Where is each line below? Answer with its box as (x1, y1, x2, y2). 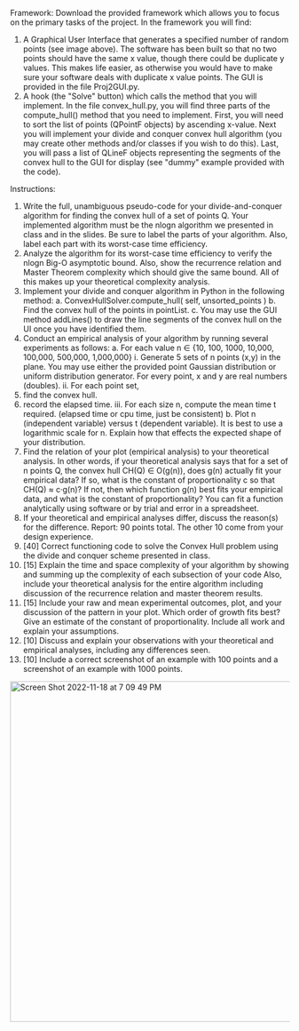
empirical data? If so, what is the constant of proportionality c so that (22, 475, 275, 485)
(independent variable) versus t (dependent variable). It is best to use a (22, 418, 283, 428)
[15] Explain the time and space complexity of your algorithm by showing (22, 560, 289, 570)
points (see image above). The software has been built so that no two (22, 44, 278, 54)
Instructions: (10, 184, 56, 194)
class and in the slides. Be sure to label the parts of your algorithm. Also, (22, 229, 288, 239)
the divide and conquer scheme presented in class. (22, 550, 211, 561)
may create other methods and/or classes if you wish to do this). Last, (22, 138, 279, 148)
